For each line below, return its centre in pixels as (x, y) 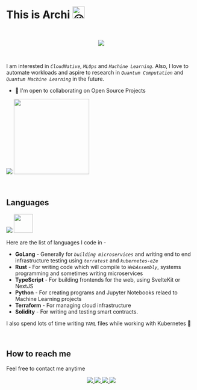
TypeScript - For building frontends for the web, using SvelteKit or (98, 279)
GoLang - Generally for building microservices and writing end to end (103, 254)
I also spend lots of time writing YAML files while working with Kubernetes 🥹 (99, 323)
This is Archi (38, 15)
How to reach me (39, 354)
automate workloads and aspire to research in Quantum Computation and (95, 72)
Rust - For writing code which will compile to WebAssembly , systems (98, 267)
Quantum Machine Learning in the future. (55, 79)
